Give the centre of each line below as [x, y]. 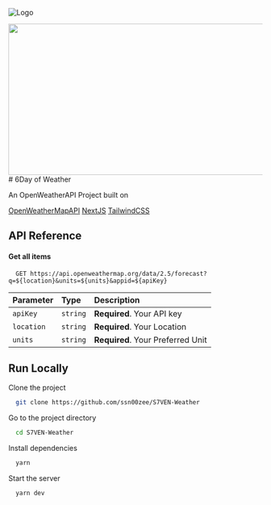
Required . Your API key [138, 313]
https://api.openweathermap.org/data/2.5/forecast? [118, 273]
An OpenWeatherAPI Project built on [69, 195]
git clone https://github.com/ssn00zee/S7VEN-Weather [108, 403]
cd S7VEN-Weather [45, 433]
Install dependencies [43, 449]
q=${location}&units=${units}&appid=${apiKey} [88, 281]
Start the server [34, 478]
